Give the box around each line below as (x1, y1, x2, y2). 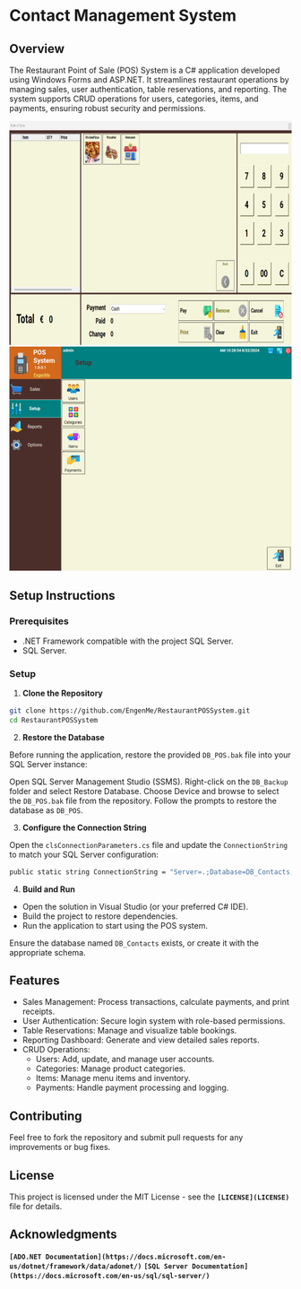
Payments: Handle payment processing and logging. (35, 1082, 229, 1094)
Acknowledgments (9, 1227, 118, 1242)
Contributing (9, 1108, 82, 1123)
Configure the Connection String (21, 822, 147, 833)
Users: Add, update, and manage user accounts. (35, 1054, 215, 1065)
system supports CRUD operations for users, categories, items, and (9, 93, 259, 104)
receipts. (21, 1006, 56, 1017)
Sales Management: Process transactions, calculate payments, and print (21, 997, 289, 1008)
